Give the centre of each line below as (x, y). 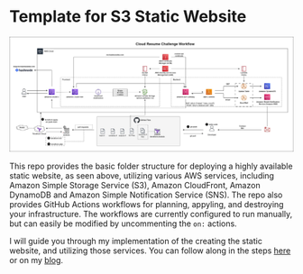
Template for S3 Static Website (128, 17)
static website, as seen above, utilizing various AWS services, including (142, 176)
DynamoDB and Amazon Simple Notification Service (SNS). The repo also (146, 195)
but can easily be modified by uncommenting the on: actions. (123, 224)
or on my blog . (37, 260)
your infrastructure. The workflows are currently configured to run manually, (151, 215)
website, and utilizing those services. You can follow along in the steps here (150, 251)
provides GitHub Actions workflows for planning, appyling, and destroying (147, 205)
